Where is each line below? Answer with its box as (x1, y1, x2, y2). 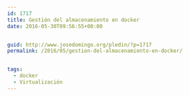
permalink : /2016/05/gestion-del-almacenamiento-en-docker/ (7, 47, 184, 55)
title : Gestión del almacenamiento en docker (7, 16, 140, 23)
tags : (7, 66, 23, 73)
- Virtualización (13, 79, 63, 86)
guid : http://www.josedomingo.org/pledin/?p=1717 (7, 41, 153, 48)
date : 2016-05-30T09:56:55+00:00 (7, 23, 103, 29)
